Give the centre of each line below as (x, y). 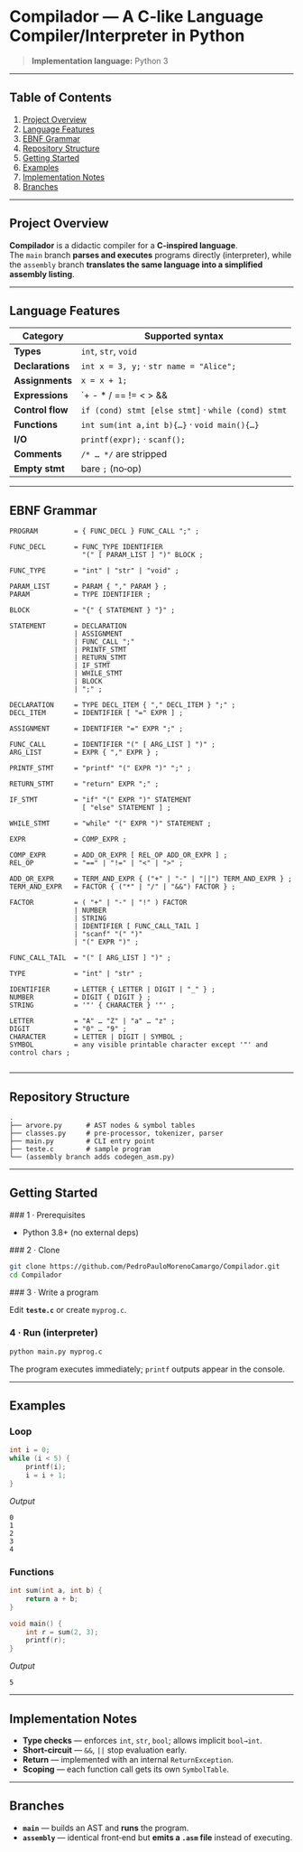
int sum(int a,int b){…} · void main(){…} (170, 424)
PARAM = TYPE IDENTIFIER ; (80, 595)
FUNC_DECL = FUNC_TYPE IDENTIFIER (87, 547)
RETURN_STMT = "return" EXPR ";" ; (84, 784)
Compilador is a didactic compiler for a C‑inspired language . (124, 245)
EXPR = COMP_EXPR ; (68, 840)
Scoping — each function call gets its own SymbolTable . (126, 1769)
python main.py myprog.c (56, 1352)
